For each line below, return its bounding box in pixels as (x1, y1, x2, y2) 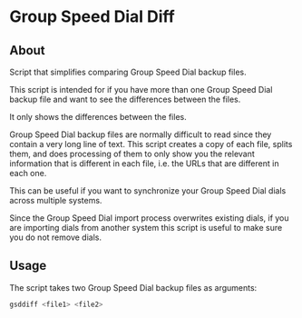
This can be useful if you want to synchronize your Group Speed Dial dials (9, 185, 287, 196)
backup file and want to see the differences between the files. (9, 94, 241, 104)
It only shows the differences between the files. (9, 112, 188, 122)
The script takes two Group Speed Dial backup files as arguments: (9, 282, 258, 293)
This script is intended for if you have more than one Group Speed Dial (9, 84, 273, 94)
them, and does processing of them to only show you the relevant (9, 148, 256, 159)
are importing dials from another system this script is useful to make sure (9, 223, 283, 233)
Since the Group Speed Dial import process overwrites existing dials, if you (9, 213, 289, 224)
